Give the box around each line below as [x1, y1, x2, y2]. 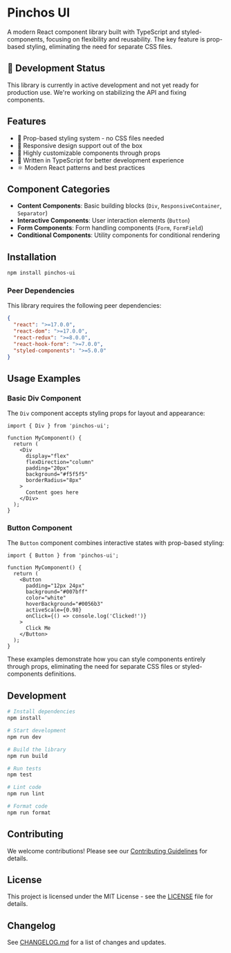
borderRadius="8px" [25, 477, 82, 484]
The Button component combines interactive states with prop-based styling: [7, 539, 225, 547]
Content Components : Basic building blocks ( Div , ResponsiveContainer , [17, 202, 222, 210]
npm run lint [7, 790, 45, 797]
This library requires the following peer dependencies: [7, 302, 162, 310]
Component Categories [7, 183, 111, 195]
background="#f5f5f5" [25, 471, 89, 478]
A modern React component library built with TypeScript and [7, 28, 181, 36]
